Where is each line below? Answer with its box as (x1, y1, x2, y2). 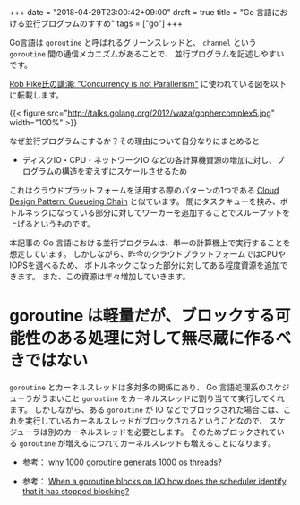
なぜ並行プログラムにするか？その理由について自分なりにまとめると (9, 136, 261, 146)
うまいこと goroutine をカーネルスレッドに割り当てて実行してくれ (39, 392, 285, 404)
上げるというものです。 (9, 218, 96, 229)
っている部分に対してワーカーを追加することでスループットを (64, 208, 291, 218)
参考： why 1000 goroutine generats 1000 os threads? (21, 457, 222, 467)
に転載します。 (9, 90, 64, 100)
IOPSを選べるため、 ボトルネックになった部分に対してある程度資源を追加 (9, 260, 280, 270)
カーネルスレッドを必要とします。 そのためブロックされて (64, 426, 278, 437)
